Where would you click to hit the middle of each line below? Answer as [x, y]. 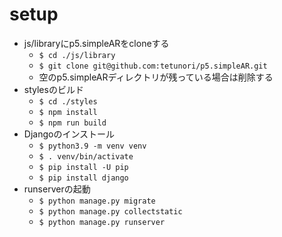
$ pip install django [83, 178]
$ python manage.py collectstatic [110, 211]
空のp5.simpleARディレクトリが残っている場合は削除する [156, 77]
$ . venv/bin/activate [86, 156]
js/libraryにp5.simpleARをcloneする [96, 43]
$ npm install [68, 112]
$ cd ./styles [68, 101]
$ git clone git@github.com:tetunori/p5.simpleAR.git [153, 66]
